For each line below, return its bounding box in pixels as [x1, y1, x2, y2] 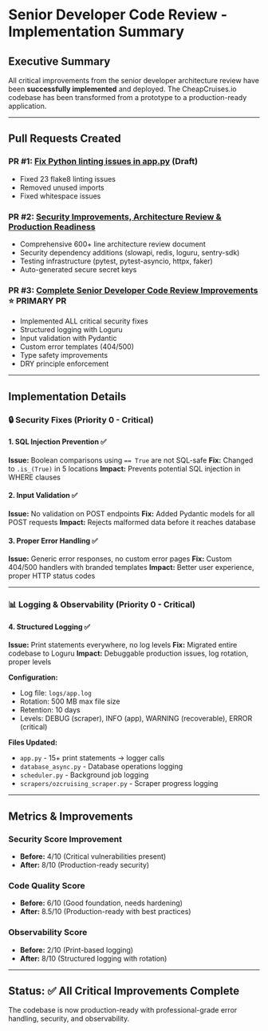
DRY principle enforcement [19, 359, 109, 369]
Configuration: [8, 672, 58, 682]
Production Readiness [8, 221, 96, 232]
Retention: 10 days [19, 705, 81, 715]
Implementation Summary [8, 22, 185, 41]
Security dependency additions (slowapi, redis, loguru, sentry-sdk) [19, 247, 240, 257]
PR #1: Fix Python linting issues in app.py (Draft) [8, 156, 199, 167]
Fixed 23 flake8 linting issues [19, 174, 116, 183]
